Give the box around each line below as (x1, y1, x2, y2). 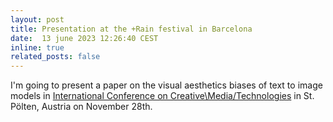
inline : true (10, 42, 65, 53)
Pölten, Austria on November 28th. (10, 101, 153, 113)
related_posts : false (10, 52, 101, 62)
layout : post (10, 14, 65, 25)
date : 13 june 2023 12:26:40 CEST (10, 33, 159, 43)
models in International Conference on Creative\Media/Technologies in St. (10, 90, 315, 102)
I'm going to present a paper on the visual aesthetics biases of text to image (10, 79, 323, 91)
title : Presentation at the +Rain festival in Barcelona (10, 24, 253, 34)
